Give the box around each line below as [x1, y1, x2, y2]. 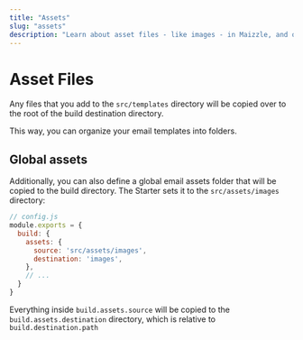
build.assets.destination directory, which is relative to [9, 313, 216, 325]
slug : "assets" [9, 22, 67, 31]
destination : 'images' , [32, 254, 124, 263]
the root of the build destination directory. [9, 108, 164, 119]
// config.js [9, 213, 59, 222]
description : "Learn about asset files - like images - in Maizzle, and [9, 30, 289, 39]
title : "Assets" [9, 13, 70, 23]
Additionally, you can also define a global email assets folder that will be [9, 176, 277, 187]
